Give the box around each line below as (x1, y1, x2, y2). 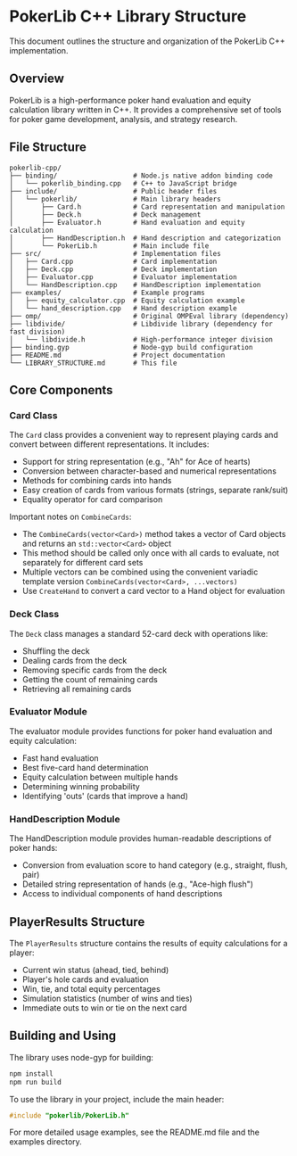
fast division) (9, 327, 66, 336)
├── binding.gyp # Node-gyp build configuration (9, 343, 253, 351)
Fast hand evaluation (21, 752, 100, 764)
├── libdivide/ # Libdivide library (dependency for (9, 319, 274, 328)
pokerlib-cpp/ (9, 163, 62, 172)
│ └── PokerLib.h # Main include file (9, 241, 210, 251)
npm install (9, 1069, 54, 1078)
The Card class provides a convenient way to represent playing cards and (9, 430, 278, 441)
